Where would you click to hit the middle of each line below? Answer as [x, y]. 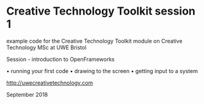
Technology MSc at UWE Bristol [46, 47]
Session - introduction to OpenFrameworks [60, 59]
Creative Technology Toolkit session [101, 11]
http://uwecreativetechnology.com [50, 83]
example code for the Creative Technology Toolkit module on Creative [94, 41]
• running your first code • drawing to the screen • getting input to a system [102, 71]
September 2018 [27, 94]
